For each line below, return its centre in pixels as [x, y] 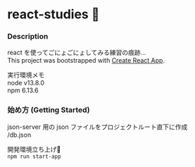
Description [28, 37]
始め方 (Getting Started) [49, 110]
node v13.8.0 [26, 83]
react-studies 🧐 [54, 14]
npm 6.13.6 [23, 90]
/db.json [19, 135]
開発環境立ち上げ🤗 [34, 149]
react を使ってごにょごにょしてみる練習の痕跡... [77, 53]
